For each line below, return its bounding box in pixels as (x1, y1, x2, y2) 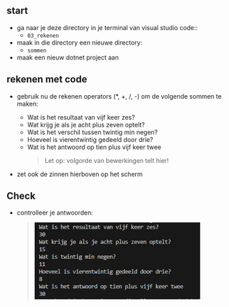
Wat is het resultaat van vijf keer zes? (27, 113, 135, 121)
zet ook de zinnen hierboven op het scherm (16, 170, 143, 178)
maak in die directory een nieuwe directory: (16, 38, 143, 47)
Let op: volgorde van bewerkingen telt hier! (44, 156, 169, 164)
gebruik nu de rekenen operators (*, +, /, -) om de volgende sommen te (16, 92, 222, 100)
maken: (16, 99, 39, 108)
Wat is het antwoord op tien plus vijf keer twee (27, 143, 162, 151)
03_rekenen (27, 32, 60, 39)
